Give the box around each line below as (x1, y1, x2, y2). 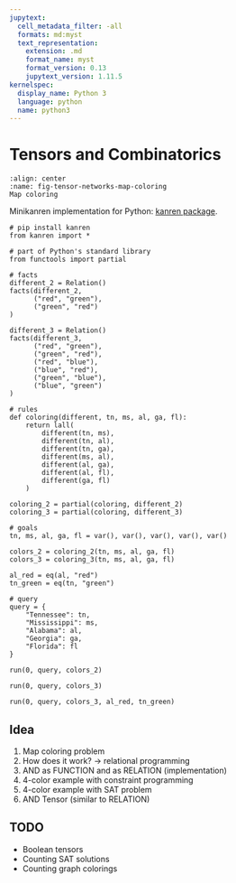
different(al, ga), (41, 460, 115, 469)
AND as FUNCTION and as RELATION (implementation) (22, 765, 228, 776)
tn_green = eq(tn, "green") (9, 579, 115, 588)
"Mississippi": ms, (25, 618, 99, 627)
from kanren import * (9, 231, 91, 240)
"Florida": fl (25, 642, 78, 651)
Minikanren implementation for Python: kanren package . (9, 206, 218, 217)
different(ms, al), (41, 452, 115, 461)
